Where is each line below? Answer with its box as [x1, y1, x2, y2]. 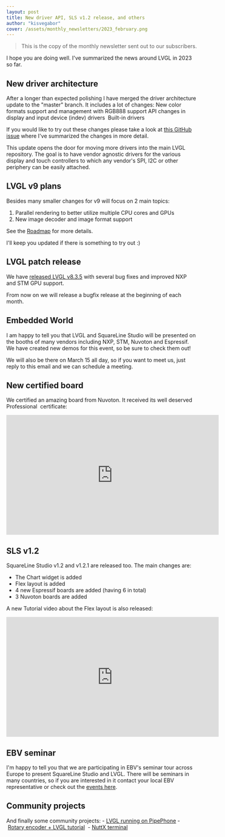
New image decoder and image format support [15, 215, 133, 223]
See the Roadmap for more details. [6, 227, 93, 234]
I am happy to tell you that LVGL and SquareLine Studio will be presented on [6, 331, 196, 338]
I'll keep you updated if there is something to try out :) [6, 239, 141, 247]
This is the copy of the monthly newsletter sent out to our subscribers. [21, 43, 197, 50]
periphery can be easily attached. [6, 164, 90, 171]
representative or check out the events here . [6, 783, 118, 790]
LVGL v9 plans [6, 181, 62, 192]
